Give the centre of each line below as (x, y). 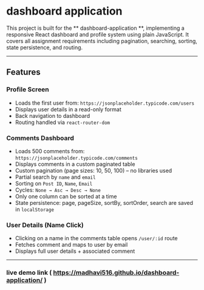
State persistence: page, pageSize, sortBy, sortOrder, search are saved (104, 202)
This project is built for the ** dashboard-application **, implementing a (96, 28)
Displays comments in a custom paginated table (75, 164)
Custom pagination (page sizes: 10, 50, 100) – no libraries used (93, 170)
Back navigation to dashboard (53, 116)
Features (23, 72)
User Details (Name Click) (45, 225)
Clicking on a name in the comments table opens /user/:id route (96, 238)
